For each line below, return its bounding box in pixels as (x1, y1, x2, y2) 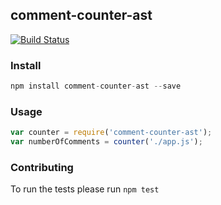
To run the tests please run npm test (10, 183, 160, 195)
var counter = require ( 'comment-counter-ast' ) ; (10, 128, 213, 138)
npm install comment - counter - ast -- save (10, 81, 182, 92)
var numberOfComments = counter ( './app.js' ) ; (10, 137, 203, 147)
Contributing (10, 160, 74, 174)
